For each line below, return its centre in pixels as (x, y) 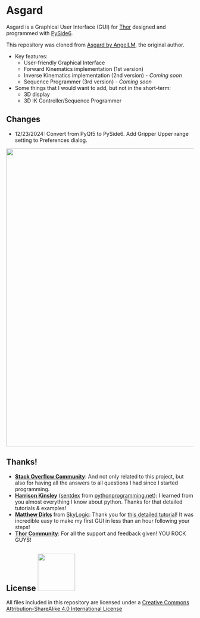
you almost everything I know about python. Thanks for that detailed (99, 502)
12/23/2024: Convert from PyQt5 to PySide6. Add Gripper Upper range (102, 133)
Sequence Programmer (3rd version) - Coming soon (87, 82)
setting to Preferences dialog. (51, 140)
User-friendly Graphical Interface (64, 63)
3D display (37, 94)
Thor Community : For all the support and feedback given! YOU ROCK (100, 533)
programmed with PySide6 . (40, 33)
